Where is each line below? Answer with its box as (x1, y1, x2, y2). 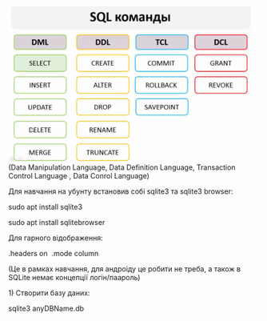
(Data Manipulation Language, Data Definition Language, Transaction (8, 163, 236, 172)
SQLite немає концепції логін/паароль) (8, 272, 141, 282)
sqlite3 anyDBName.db (8, 303, 85, 313)
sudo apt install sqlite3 (8, 202, 82, 211)
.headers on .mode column (8, 248, 99, 258)
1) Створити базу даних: (8, 287, 90, 298)
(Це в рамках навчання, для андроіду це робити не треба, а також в (8, 263, 241, 274)
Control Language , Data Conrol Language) (8, 171, 150, 180)
